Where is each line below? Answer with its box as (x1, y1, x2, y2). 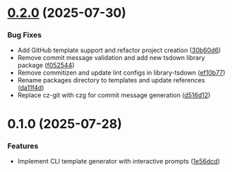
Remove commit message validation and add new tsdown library (17, 54, 206, 62)
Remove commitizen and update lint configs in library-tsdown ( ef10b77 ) (17, 68, 226, 77)
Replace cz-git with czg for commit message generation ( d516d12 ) (17, 91, 211, 99)
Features (7, 141, 39, 151)
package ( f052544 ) (17, 61, 75, 70)
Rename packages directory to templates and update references (17, 76, 205, 85)
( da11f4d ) (17, 83, 44, 92)
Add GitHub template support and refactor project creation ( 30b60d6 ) (17, 46, 221, 54)
